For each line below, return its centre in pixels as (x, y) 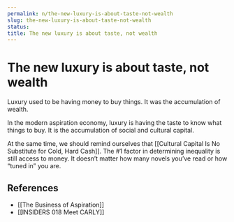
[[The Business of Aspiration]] (61, 205)
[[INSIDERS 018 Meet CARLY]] (61, 212)
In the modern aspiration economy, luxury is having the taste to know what (115, 123)
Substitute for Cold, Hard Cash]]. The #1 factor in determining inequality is (114, 151)
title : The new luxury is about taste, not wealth (82, 33)
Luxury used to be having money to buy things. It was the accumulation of (114, 102)
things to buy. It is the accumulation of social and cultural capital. (101, 131)
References (33, 188)
